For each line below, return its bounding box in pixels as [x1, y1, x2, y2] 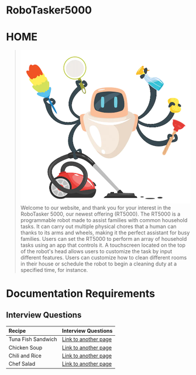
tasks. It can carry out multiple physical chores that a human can [20, 223, 177, 230]
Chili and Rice [8, 352, 42, 359]
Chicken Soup [8, 344, 43, 351]
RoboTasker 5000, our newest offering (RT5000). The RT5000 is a [20, 210, 180, 217]
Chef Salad [8, 360, 36, 367]
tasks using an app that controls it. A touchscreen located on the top [20, 241, 185, 248]
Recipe [8, 328, 26, 335]
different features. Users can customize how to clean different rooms [20, 254, 187, 261]
